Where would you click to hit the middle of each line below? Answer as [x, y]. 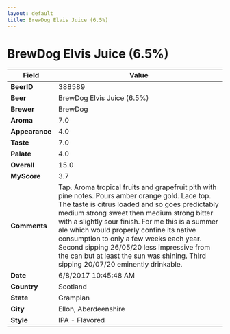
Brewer [23, 109]
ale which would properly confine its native [127, 230]
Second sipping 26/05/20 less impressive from [134, 248]
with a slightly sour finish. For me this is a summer [138, 222]
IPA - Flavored [81, 320]
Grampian [74, 298]
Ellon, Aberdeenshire [91, 309]
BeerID [22, 87]
